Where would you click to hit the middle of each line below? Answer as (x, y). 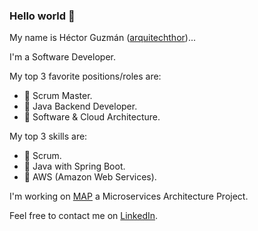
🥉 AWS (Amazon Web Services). (90, 177)
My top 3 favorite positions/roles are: (85, 76)
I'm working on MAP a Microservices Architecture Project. (129, 196)
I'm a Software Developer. (62, 57)
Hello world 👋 (42, 16)
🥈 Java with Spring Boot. (74, 166)
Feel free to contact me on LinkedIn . (84, 216)
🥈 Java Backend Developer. (80, 106)
